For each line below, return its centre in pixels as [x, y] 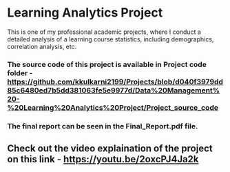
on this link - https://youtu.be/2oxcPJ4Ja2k [103, 159]
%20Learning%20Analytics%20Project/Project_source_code [113, 107]
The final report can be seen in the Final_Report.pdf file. [103, 126]
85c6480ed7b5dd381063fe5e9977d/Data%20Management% [114, 90]
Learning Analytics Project [85, 13]
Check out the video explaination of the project [110, 149]
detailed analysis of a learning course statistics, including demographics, [111, 39]
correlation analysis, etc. [42, 46]
